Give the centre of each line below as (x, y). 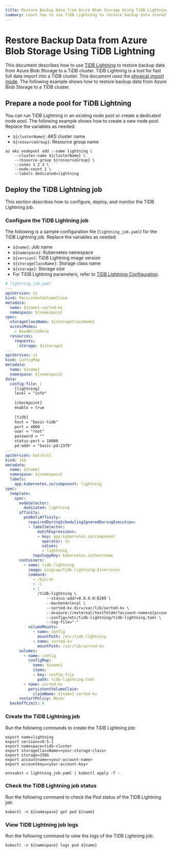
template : (20, 493)
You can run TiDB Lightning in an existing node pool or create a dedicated (83, 115)
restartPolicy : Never (42, 699)
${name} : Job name (33, 247)
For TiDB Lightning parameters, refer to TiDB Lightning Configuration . (86, 274)
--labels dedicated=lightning (47, 174)
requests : (25, 341)
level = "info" (31, 393)
